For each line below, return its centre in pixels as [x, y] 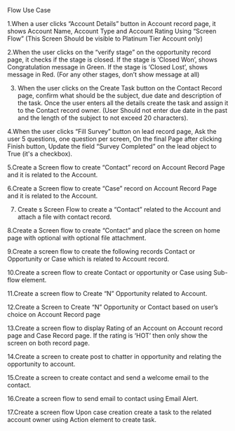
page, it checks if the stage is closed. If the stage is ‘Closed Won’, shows [112, 60]
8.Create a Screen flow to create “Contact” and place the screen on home [114, 230]
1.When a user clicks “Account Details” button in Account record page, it [112, 23]
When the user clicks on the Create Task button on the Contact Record [120, 88]
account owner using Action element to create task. [82, 419]
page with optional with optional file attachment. [77, 238]
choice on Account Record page [54, 314]
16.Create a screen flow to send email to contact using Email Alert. [103, 398]
